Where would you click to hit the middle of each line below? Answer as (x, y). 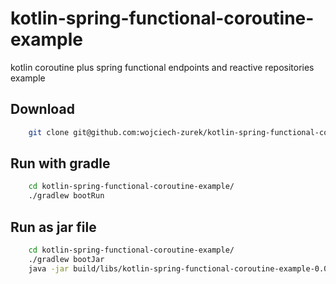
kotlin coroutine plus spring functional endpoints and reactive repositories (162, 67)
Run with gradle (60, 163)
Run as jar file (53, 227)
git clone (49, 132)
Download (42, 109)
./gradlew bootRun (66, 196)
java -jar (49, 268)
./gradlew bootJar (66, 259)
